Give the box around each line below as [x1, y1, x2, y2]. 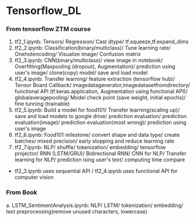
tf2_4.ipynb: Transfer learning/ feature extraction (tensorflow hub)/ [14, 75, 176, 82]
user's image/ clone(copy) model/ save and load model [14, 69, 148, 77]
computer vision [14, 174, 54, 181]
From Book [6, 188, 37, 196]
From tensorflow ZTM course [6, 25, 91, 33]
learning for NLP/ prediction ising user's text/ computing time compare [14, 156, 185, 163]
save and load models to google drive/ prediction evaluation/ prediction [14, 113, 187, 120]
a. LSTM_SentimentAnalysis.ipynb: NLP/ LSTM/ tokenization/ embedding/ [6, 202, 183, 209]
